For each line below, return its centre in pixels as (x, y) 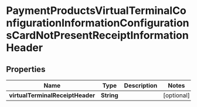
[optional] (177, 95)
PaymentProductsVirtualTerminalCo (96, 11)
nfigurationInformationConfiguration (98, 23)
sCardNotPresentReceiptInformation (97, 35)
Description (141, 85)
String (109, 95)
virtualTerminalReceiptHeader (52, 95)
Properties (26, 69)
